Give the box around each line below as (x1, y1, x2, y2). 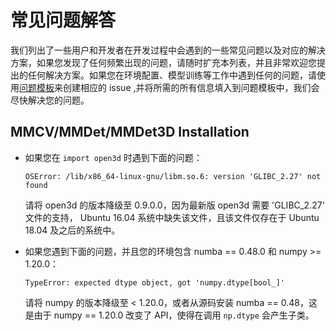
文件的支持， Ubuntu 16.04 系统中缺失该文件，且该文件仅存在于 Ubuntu (24, 211, 320, 223)
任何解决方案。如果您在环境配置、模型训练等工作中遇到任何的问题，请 (27, 69, 317, 81)
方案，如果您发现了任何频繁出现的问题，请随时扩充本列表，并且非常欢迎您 (10, 56, 317, 68)
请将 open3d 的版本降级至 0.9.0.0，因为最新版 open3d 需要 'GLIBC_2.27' (24, 199, 325, 211)
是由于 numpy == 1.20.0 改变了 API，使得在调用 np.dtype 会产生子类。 (24, 309, 315, 321)
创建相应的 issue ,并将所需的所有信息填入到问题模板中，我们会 (62, 81, 320, 93)
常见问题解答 (10, 9, 117, 32)
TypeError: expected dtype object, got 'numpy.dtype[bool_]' (24, 277, 286, 288)
